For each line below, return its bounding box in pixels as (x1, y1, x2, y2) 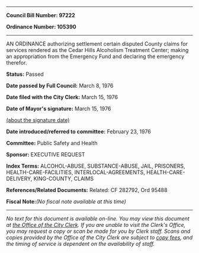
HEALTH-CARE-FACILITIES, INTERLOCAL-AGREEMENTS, (6, 169, 145, 175)
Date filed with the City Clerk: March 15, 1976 (6, 94, 118, 101)
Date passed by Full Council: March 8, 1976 (6, 82, 114, 89)
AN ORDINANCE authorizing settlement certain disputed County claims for (6, 40, 188, 47)
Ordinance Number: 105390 (6, 23, 76, 30)
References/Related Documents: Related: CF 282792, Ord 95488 (6, 187, 168, 193)
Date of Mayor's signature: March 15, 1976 (6, 105, 111, 112)
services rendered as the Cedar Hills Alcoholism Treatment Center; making (6, 47, 189, 53)
